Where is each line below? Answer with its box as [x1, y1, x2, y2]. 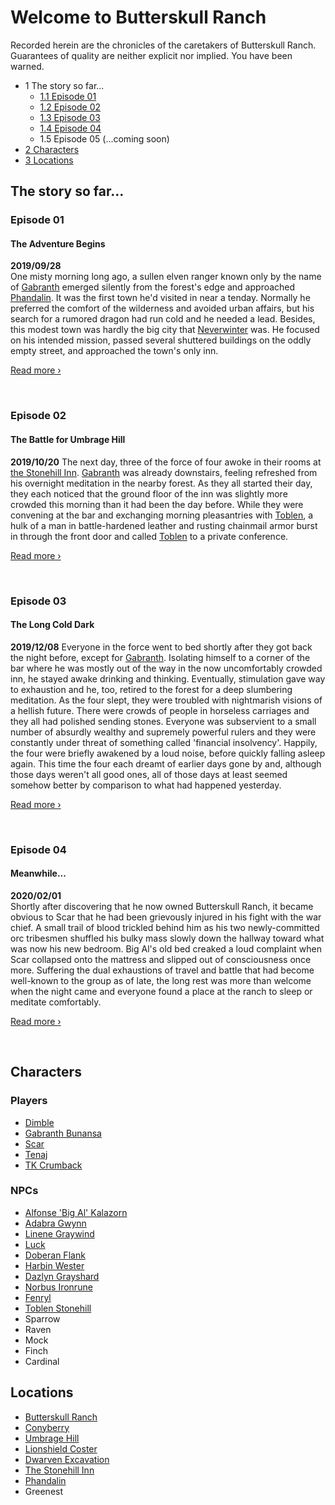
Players [10, 1094, 48, 1108]
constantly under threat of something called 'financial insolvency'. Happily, [10, 736, 318, 748]
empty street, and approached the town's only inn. [10, 345, 219, 357]
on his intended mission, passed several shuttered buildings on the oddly [10, 334, 312, 346]
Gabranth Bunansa [24, 1127, 102, 1139]
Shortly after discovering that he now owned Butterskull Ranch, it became [10, 900, 314, 912]
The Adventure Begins [10, 237, 106, 250]
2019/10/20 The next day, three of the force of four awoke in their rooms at [10, 456, 322, 468]
